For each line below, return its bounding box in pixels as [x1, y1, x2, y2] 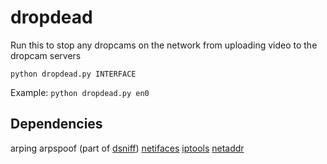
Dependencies [10, 116, 103, 133]
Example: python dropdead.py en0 [10, 86, 150, 98]
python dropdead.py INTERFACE [10, 69, 137, 79]
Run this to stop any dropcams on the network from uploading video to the [10, 39, 318, 51]
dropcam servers [10, 49, 82, 61]
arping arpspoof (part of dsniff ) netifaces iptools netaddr [10, 142, 245, 154]
